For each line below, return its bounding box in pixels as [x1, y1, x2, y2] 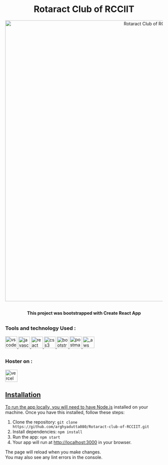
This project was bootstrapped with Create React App [27, 310, 141, 316]
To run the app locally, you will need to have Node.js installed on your [5, 404, 148, 410]
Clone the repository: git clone [12, 419, 77, 425]
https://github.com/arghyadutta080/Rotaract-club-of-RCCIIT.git [12, 424, 149, 429]
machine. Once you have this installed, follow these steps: [5, 409, 125, 415]
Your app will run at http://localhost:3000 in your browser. [12, 439, 132, 445]
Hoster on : [5, 358, 33, 365]
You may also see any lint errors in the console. [5, 454, 102, 460]
